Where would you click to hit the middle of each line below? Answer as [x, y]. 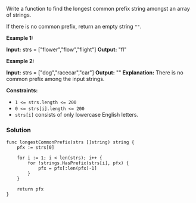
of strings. [19, 15]
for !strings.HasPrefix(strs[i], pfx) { [78, 163]
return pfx [30, 189]
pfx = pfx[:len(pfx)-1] [67, 168]
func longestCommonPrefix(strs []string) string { [70, 142]
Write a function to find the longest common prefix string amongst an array [98, 9]
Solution [19, 130]
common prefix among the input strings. [55, 79]
